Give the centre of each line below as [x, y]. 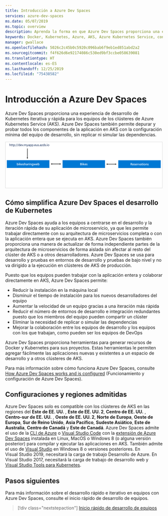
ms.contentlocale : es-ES [31, 63]
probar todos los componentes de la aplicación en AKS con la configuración [83, 129]
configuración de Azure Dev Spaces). [44, 379]
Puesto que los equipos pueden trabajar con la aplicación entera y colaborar [84, 275]
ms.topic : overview [25, 27]
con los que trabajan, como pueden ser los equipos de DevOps [77, 332]
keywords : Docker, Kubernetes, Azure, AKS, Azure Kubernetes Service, [80, 37]
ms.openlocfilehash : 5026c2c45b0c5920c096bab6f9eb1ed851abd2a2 [72, 48]
